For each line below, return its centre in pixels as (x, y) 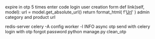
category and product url (30, 17)
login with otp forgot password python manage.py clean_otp (66, 32)
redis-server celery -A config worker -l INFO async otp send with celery (77, 26)
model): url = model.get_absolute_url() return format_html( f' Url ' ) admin (77, 12)
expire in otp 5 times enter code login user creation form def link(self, (75, 7)
